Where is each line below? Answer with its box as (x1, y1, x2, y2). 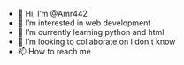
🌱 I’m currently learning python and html (17, 27, 165, 37)
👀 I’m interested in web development (17, 18, 151, 28)
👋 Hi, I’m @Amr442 (17, 9, 88, 18)
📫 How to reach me (17, 47, 91, 56)
